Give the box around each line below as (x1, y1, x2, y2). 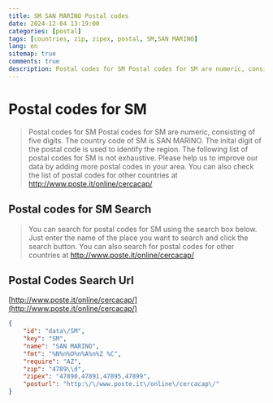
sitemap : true (8, 50, 57, 58)
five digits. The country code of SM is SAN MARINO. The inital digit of (28, 135, 262, 145)
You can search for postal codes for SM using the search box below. (28, 224, 258, 234)
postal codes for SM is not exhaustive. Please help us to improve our (28, 152, 258, 163)
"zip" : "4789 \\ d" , (23, 365, 85, 373)
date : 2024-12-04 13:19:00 (8, 20, 100, 28)
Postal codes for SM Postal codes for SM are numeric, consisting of (28, 127, 256, 137)
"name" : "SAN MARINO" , (23, 342, 100, 350)
